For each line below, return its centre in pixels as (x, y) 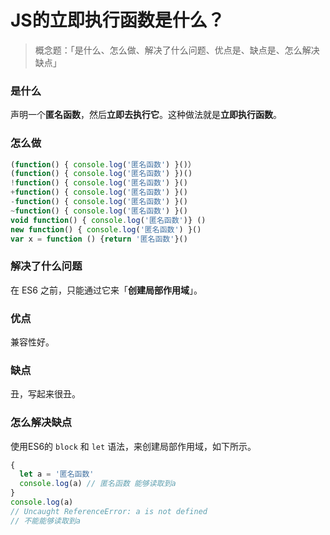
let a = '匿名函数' (57, 474)
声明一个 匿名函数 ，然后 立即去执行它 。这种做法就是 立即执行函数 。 (146, 115)
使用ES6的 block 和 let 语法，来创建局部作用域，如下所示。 (133, 446)
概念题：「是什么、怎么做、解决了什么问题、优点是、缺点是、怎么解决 (177, 50)
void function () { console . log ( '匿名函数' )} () (108, 220)
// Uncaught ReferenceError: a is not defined (109, 511)
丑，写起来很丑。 (45, 394)
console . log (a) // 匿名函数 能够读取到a (98, 484)
